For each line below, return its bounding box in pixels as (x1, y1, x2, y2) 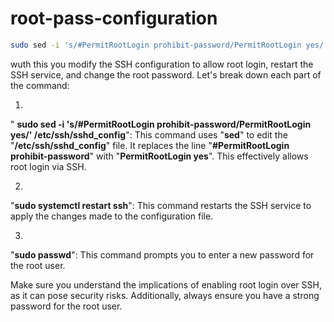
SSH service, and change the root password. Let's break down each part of (10, 68, 322, 81)
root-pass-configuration (10, 7, 218, 30)
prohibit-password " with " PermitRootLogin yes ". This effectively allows (10, 150, 309, 162)
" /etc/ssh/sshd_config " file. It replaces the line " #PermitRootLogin (10, 139, 290, 151)
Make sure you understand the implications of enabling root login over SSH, (10, 278, 322, 291)
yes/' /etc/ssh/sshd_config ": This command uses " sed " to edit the (10, 128, 288, 141)
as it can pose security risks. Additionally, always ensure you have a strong (10, 289, 320, 301)
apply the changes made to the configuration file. (10, 210, 214, 222)
